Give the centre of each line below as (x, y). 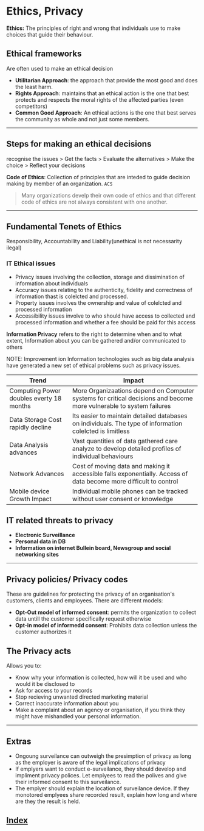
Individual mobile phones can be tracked (130, 491)
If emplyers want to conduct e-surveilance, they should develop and (100, 769)
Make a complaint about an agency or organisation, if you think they (100, 710)
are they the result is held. (48, 801)
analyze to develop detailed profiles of (127, 448)
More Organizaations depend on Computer (133, 390)
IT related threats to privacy (60, 520)
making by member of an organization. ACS (59, 184)
